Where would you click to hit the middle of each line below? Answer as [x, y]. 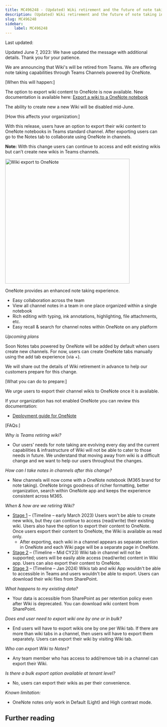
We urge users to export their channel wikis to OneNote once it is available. [82, 391]
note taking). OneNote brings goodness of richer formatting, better [81, 485]
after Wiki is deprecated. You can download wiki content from [76, 604]
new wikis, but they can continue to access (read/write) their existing [83, 521]
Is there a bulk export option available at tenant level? [60, 673]
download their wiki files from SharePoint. [55, 579]
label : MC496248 [31, 28]
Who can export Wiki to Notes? [37, 649]
